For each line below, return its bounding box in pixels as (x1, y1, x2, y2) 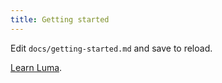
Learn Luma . (10, 61, 63, 73)
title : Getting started (10, 14, 110, 25)
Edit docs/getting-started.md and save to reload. (10, 42, 213, 54)
